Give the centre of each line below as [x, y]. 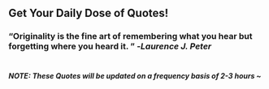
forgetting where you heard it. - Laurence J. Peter [110, 46]
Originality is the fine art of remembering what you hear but [132, 36]
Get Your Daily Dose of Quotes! [89, 13]
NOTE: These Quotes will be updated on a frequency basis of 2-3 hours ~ [135, 75]
